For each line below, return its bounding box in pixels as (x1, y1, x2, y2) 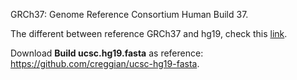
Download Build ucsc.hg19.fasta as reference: (10, 47, 204, 59)
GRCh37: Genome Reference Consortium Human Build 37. (10, 9, 249, 20)
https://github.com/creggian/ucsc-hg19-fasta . (10, 58, 200, 69)
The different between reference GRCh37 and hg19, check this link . (10, 28, 288, 39)
